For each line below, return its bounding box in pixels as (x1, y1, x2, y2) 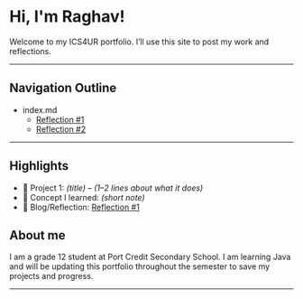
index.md (22, 104, 58, 115)
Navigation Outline (9, 80, 117, 96)
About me (9, 228, 66, 243)
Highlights (9, 158, 69, 173)
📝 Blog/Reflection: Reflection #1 (22, 201, 140, 212)
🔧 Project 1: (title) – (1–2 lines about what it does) (22, 182, 204, 193)
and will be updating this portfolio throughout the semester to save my (9, 261, 271, 272)
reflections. (9, 45, 51, 56)
